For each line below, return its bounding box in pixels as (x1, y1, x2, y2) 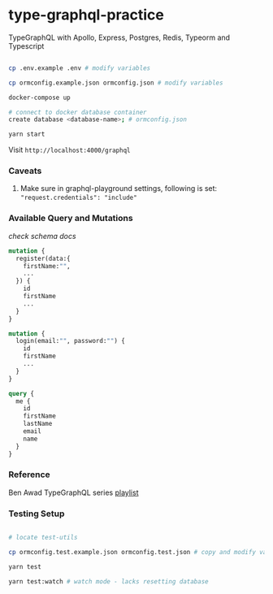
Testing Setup (8, 508, 65, 519)
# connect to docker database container (8, 108, 148, 116)
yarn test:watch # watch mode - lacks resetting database (8, 577, 209, 586)
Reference (8, 469, 50, 480)
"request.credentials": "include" (19, 193, 137, 202)
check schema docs (8, 231, 76, 241)
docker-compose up (8, 93, 71, 102)
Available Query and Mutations (8, 213, 133, 224)
